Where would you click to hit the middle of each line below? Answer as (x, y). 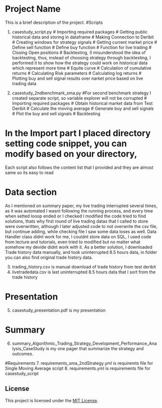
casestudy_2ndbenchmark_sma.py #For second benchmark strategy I (81, 93)
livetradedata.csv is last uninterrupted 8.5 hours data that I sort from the (84, 272)
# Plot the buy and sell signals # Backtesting (56, 113)
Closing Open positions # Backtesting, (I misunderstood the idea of (79, 53)
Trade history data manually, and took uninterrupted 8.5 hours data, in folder (81, 252)
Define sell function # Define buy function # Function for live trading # (82, 47)
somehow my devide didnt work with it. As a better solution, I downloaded (79, 247)
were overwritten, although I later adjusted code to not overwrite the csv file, (81, 226)
